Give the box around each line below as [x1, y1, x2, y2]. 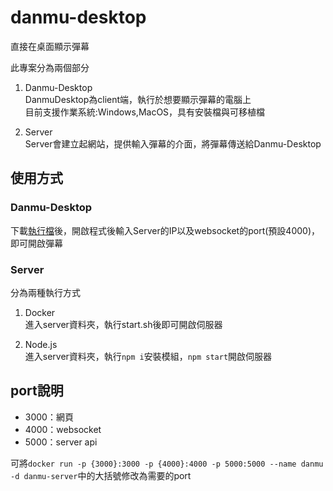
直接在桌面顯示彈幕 [10, 40, 90, 52]
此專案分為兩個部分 [10, 61, 90, 73]
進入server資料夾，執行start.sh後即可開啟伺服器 [24, 318, 223, 330]
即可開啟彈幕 [10, 237, 63, 249]
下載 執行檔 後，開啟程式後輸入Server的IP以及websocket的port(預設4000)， [10, 224, 320, 236]
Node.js [24, 338, 58, 350]
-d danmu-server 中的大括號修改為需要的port [10, 469, 192, 481]
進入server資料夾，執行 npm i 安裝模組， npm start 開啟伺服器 [24, 350, 273, 362]
